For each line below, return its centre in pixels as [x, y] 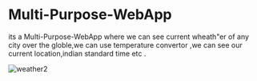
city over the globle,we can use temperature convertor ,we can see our [125, 44]
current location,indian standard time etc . [77, 53]
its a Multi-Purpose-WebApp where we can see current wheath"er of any [129, 37]
